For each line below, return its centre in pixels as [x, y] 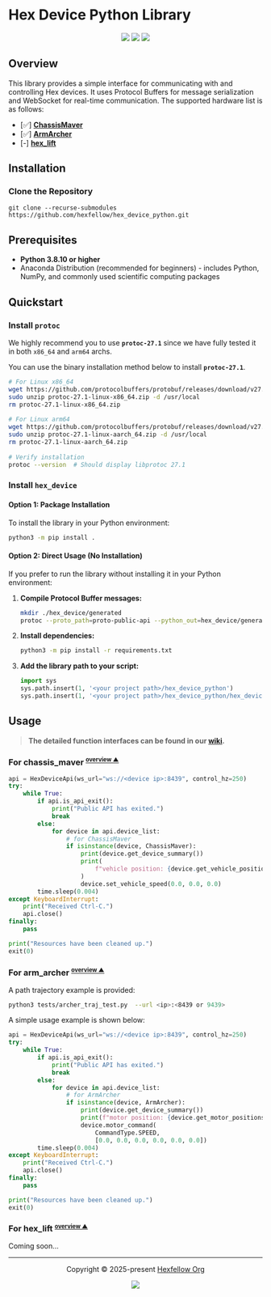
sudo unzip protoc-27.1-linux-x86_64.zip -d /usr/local [104, 397]
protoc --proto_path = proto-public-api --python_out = [110, 621]
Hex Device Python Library [100, 15]
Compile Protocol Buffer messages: [81, 598]
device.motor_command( [119, 1125]
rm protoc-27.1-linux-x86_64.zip [65, 405]
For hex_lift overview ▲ [48, 1228]
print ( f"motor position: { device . [138, 1118]
